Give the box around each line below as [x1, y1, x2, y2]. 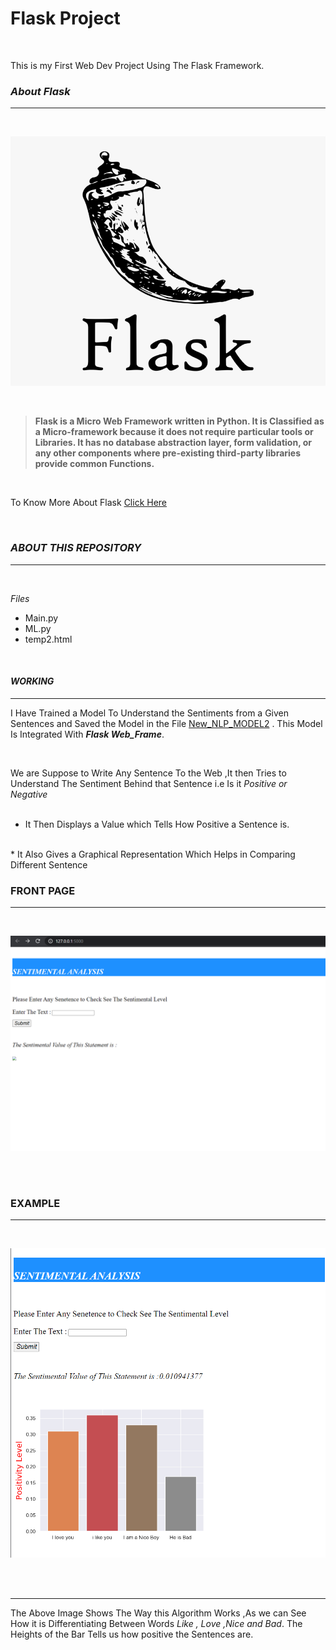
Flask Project [10, 7, 121, 30]
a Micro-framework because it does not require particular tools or [34, 426, 314, 438]
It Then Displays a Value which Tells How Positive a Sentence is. [24, 818, 290, 830]
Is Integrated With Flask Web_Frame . [10, 728, 165, 740]
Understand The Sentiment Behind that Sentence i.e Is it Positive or [10, 777, 288, 789]
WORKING [10, 675, 55, 687]
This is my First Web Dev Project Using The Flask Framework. [10, 59, 265, 71]
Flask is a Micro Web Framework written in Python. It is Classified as [34, 415, 325, 427]
